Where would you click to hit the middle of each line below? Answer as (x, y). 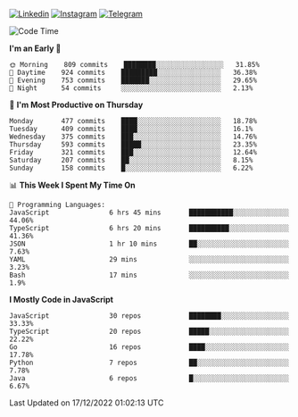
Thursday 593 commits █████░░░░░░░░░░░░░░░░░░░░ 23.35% (133, 145)
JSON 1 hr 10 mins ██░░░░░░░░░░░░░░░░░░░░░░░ (149, 244)
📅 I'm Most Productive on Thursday (76, 104)
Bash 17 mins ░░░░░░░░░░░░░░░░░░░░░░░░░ (149, 275)
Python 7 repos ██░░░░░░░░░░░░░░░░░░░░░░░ (149, 363)
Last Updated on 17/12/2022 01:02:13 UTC (87, 403)
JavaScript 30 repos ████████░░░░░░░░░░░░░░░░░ (149, 316)
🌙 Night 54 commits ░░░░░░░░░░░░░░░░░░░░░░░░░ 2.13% (131, 88)
